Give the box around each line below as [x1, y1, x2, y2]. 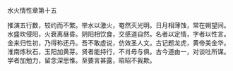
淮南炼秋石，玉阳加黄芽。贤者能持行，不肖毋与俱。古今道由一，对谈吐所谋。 [7, 48, 230, 56]
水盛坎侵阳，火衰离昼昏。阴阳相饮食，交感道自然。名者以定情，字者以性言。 [7, 30, 230, 38]
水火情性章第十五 [7, 6, 57, 14]
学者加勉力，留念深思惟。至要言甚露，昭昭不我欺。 [7, 56, 156, 65]
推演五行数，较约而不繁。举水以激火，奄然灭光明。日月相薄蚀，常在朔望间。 [7, 21, 230, 30]
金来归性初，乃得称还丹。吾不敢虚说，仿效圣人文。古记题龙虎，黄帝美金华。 [7, 39, 230, 47]
